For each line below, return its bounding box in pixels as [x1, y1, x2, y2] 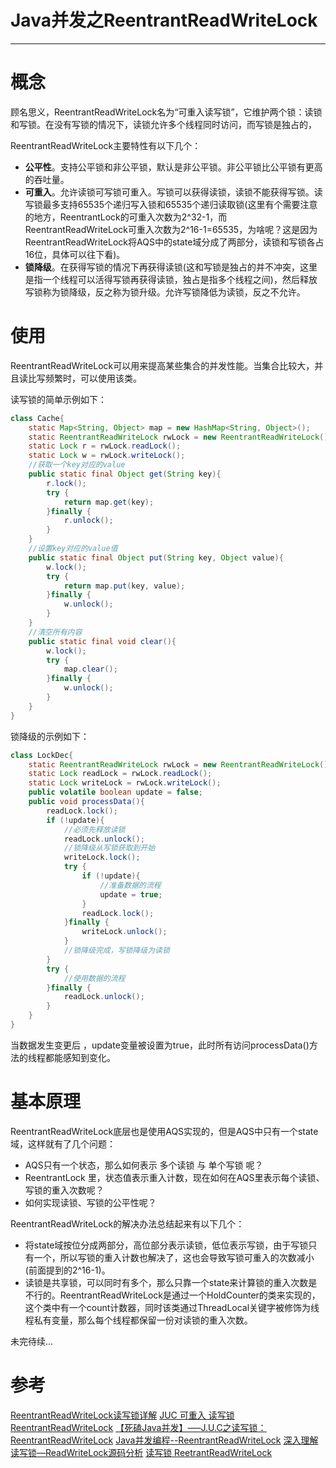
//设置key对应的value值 [28, 544, 118, 554]
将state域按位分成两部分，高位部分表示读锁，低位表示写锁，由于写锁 [24, 1239, 309, 1251]
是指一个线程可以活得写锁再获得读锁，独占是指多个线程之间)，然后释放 [24, 273, 318, 285]
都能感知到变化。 [44, 1051, 116, 1063]
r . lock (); [46, 478, 87, 488]
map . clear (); [63, 664, 118, 675]
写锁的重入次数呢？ [24, 1184, 105, 1196]
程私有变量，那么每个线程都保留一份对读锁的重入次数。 [24, 1314, 253, 1326]
